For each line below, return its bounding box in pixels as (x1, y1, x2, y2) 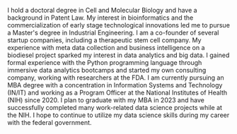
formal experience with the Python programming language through (7, 59, 202, 66)
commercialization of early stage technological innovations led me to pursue (7, 21, 230, 29)
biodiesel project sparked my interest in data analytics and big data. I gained (7, 51, 230, 59)
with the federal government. (7, 118, 92, 126)
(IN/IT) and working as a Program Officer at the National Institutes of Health (7, 88, 228, 97)
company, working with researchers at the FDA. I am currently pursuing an (7, 73, 224, 82)
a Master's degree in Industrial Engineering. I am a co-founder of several (7, 28, 219, 37)
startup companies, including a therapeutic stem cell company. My (7, 36, 202, 44)
